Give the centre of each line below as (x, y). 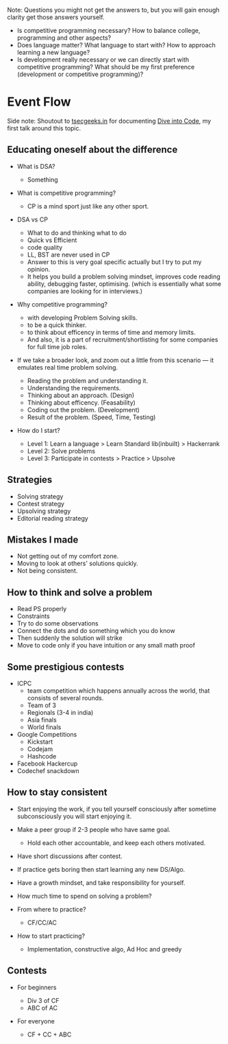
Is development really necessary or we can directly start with (103, 60)
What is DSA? (36, 166)
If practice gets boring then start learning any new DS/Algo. (101, 869)
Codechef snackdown (48, 771)
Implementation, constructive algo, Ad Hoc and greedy (104, 949)
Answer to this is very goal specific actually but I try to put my (114, 262)
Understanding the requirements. (74, 388)
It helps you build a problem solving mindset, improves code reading (124, 276)
